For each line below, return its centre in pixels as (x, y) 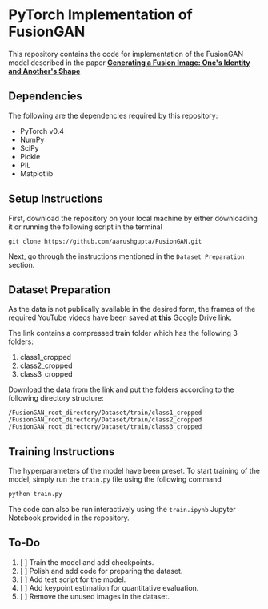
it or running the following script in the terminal (85, 227)
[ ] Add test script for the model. (73, 579)
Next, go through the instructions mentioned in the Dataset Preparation (126, 256)
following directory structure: (56, 398)
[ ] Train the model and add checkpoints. (87, 562)
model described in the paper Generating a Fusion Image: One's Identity (129, 63)
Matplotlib (36, 173)
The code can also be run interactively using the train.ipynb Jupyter (122, 510)
